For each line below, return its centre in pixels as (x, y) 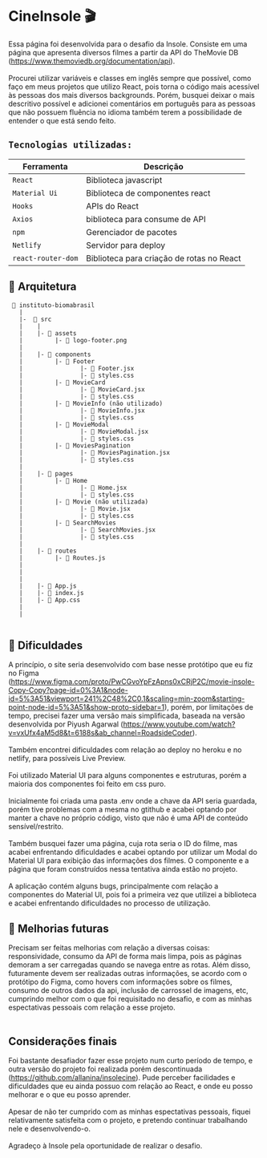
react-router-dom (45, 258)
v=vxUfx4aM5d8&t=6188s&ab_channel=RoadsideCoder (101, 733)
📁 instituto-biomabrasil (53, 305)
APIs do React (112, 206)
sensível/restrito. (36, 827)
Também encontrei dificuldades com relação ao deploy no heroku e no (125, 750)
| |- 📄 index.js (51, 593)
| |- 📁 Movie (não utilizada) (84, 502)
